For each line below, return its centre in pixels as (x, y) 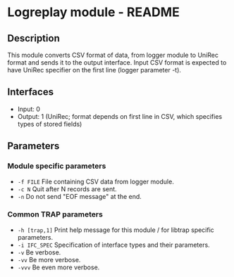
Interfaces (31, 92)
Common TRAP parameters (55, 214)
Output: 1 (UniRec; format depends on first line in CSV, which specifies (120, 116)
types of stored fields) (50, 124)
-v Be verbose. (39, 252)
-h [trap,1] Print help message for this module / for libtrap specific (116, 230)
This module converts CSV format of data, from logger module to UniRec (113, 55)
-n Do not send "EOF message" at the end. (80, 196)
